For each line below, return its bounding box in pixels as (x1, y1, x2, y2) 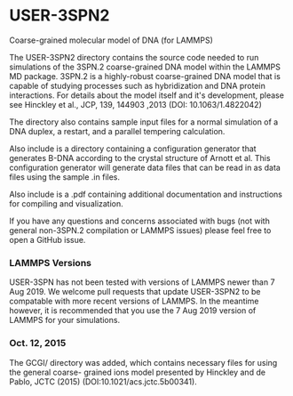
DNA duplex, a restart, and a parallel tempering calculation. (9, 125, 226, 136)
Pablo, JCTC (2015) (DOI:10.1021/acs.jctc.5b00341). (9, 376, 197, 387)
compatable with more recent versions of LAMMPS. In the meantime (9, 295, 259, 307)
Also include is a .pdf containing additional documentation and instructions (9, 189, 282, 199)
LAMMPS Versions (9, 256, 91, 269)
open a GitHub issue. (9, 234, 86, 245)
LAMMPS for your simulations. (9, 315, 121, 326)
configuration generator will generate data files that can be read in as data (9, 162, 281, 173)
